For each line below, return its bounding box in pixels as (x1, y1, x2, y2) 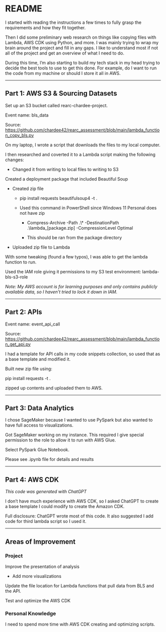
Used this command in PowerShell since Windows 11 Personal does (19, 204, 157, 211)
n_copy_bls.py (5, 132, 34, 138)
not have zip (19, 210, 45, 216)
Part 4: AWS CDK (5, 475, 59, 484)
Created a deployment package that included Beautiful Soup (5, 176, 128, 182)
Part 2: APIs (5, 308, 42, 316)
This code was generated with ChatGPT (5, 489, 87, 495)
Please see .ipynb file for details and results (5, 456, 94, 462)
